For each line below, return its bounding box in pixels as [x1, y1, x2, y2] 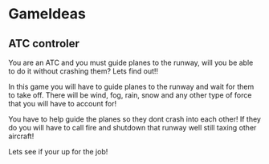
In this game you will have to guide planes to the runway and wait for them [8, 82, 255, 91]
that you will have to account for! [8, 99, 117, 108]
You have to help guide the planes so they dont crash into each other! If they [8, 114, 261, 124]
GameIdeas [8, 5, 86, 23]
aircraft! [8, 131, 35, 141]
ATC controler [8, 37, 80, 50]
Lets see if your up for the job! [8, 147, 108, 156]
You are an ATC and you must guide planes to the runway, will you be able [8, 58, 254, 67]
